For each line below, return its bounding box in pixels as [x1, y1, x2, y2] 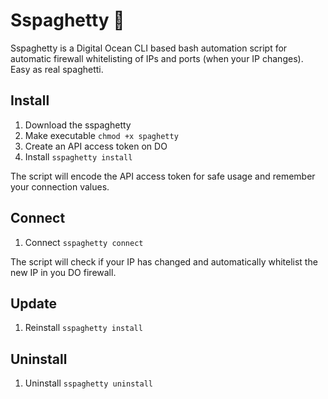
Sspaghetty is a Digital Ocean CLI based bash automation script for [10, 42, 288, 54]
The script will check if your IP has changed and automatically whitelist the [10, 255, 318, 268]
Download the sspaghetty [24, 119, 132, 131]
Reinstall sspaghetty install [24, 322, 143, 334]
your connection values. [10, 180, 110, 193]
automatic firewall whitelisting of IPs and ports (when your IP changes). [10, 52, 304, 64]
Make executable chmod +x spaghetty [24, 129, 179, 141]
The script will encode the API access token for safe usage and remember [10, 170, 316, 182]
